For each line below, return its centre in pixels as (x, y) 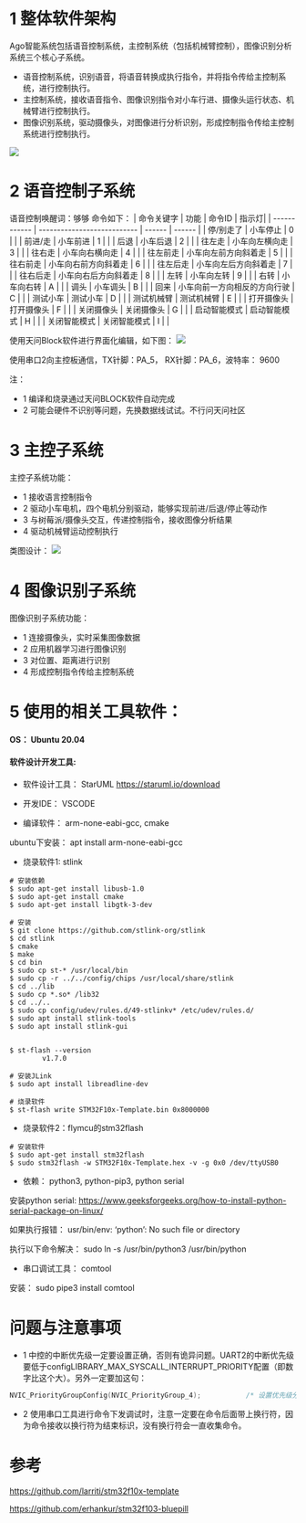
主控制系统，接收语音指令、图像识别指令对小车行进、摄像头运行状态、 (154, 99)
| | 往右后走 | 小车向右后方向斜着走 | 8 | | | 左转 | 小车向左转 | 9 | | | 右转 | (145, 275)
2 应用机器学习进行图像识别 (74, 649)
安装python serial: (43, 1200)
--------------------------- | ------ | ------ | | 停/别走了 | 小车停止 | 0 (166, 229)
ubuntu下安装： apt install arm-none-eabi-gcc (97, 842)
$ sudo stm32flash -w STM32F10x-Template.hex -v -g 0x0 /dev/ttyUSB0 (144, 1163)
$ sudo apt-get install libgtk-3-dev (81, 904)
